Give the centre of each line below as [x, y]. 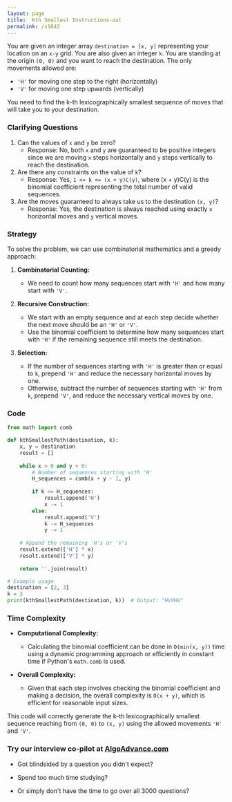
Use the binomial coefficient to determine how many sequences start [126, 332]
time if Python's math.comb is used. [77, 662]
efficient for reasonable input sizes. [78, 703]
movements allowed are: [42, 68]
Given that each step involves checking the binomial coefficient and [124, 688]
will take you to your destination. [53, 110]
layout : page [26, 13]
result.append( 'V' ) [72, 517]
